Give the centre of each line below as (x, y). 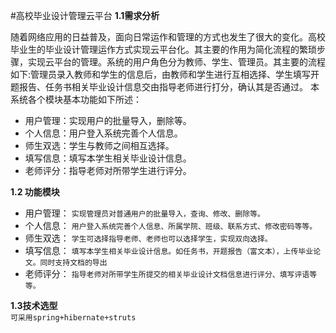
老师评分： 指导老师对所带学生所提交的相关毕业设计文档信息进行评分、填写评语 (167, 273)
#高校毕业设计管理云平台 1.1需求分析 (85, 15)
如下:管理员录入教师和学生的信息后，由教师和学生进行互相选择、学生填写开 (165, 74)
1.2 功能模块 (35, 192)
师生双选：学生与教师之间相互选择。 (99, 145)
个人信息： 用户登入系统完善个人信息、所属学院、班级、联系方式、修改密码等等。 (171, 225)
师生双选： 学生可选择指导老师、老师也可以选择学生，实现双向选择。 (148, 238)
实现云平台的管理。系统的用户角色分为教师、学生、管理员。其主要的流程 (176, 62)
